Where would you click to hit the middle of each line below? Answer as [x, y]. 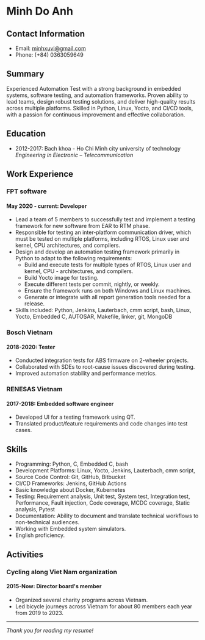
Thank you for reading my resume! [50, 630]
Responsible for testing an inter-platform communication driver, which [103, 232]
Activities [25, 554]
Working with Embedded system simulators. [70, 529]
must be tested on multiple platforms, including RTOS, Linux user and [102, 239]
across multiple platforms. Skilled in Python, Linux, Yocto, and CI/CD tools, [100, 108]
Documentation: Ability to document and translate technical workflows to [107, 516]
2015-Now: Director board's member [54, 586]
